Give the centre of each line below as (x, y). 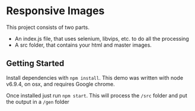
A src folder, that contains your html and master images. (83, 45)
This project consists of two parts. (48, 27)
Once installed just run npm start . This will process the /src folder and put (97, 95)
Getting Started (35, 63)
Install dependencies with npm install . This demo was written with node (95, 77)
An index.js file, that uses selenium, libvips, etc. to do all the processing (102, 38)
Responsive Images (55, 11)
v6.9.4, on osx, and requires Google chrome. (61, 84)
